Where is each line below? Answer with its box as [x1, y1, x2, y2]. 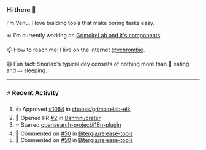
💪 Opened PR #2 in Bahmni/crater [15, 114, 101, 121]
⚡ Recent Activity [6, 89, 59, 97]
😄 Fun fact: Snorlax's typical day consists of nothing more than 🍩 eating [6, 61, 189, 68]
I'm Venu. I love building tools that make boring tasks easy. [6, 20, 155, 27]
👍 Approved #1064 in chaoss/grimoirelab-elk [15, 105, 131, 113]
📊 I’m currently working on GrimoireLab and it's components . [6, 32, 162, 39]
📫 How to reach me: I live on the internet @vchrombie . [6, 46, 145, 54]
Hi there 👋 [6, 6, 37, 14]
